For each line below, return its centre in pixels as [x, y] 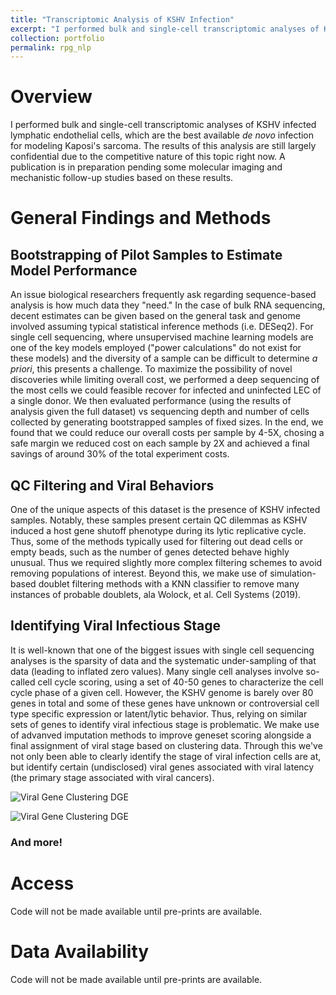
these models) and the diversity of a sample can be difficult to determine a [164, 358]
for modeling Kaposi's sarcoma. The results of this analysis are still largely [163, 146]
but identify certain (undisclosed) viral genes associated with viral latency [162, 767]
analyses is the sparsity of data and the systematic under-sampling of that [163, 660]
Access [42, 883]
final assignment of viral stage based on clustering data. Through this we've [166, 745]
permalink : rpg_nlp [51, 47]
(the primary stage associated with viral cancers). [112, 777]
